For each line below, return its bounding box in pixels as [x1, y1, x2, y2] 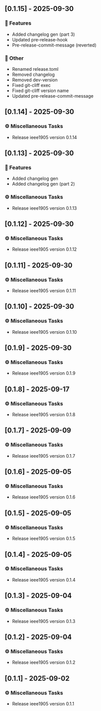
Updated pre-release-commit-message [12, 93, 94, 99]
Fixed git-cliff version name [12, 87, 69, 94]
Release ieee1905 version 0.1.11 [12, 288, 76, 294]
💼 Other [5, 55, 24, 62]
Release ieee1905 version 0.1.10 [12, 329, 77, 335]
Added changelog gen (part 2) [12, 181, 75, 187]
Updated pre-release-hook [12, 36, 68, 42]
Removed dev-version [12, 76, 58, 83]
